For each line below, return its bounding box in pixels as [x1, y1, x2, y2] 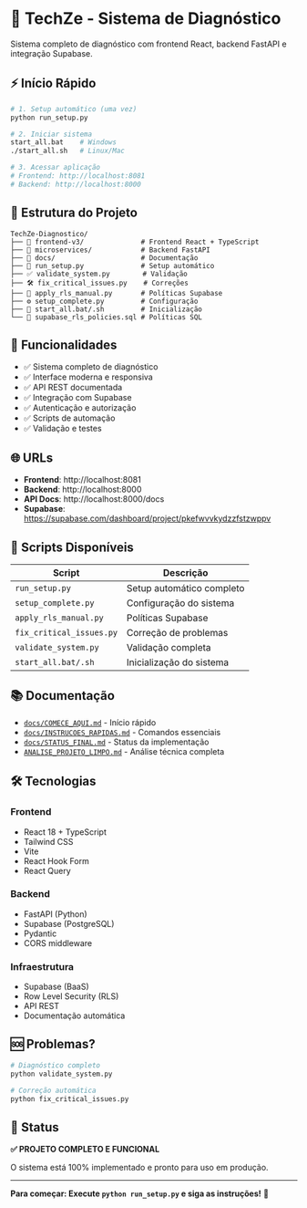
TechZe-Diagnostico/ [10, 229, 89, 238]
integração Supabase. [10, 47, 94, 58]
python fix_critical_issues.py [10, 1094, 129, 1103]
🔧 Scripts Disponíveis [10, 539, 135, 555]
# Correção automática [10, 1086, 97, 1095]
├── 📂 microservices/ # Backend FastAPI [10, 245, 210, 255]
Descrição [163, 567, 209, 578]
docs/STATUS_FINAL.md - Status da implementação [23, 736, 210, 747]
